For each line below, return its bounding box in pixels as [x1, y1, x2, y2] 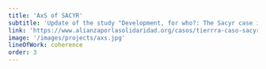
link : [8, 26, 26, 34]
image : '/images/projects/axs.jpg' [8, 33, 126, 42]
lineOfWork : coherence [8, 41, 83, 49]
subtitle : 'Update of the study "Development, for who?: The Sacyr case [8, 19, 253, 27]
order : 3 [8, 48, 37, 56]
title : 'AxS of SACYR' [8, 11, 83, 20]
